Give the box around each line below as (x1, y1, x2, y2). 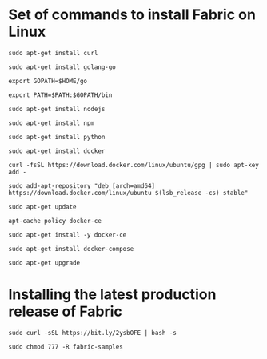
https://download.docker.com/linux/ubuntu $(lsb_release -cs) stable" (8, 189, 249, 197)
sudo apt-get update (8, 202, 78, 211)
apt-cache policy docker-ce (8, 217, 102, 225)
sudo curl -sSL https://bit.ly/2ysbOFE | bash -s (8, 329, 177, 337)
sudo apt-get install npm (8, 118, 94, 127)
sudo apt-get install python (8, 133, 106, 141)
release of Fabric (8, 302, 122, 321)
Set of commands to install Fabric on (8, 6, 256, 24)
